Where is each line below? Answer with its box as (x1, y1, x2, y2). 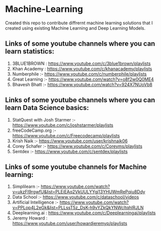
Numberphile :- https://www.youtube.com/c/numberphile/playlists (12, 71, 147, 77)
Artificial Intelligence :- (12, 199, 59, 205)
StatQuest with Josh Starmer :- (12, 116, 76, 122)
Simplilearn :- (12, 183, 40, 189)
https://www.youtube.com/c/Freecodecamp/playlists (12, 132, 120, 138)
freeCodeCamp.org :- (12, 127, 57, 133)
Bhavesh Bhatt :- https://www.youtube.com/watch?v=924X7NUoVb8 (12, 81, 153, 87)
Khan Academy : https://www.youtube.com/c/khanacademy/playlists (12, 65, 152, 71)
